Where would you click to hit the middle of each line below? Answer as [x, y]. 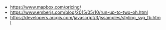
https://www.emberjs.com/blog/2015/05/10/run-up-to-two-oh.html [79, 12]
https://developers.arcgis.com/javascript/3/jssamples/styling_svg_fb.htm [85, 17]
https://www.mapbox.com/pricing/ [46, 7]
